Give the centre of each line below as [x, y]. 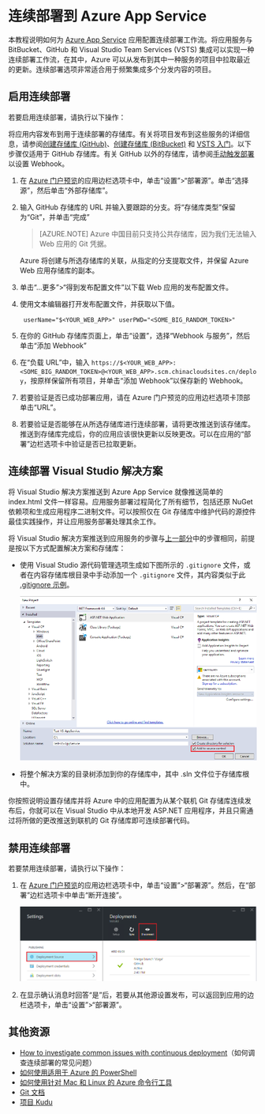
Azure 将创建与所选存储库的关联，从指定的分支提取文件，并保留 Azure [134, 260]
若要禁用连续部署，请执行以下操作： [67, 869]
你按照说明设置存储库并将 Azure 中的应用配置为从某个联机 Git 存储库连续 [127, 801]
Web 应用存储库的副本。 [59, 270]
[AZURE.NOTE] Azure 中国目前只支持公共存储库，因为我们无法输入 [148, 233]
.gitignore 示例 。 [47, 584]
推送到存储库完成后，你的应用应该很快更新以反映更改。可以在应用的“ [132, 434]
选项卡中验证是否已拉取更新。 [91, 444]
